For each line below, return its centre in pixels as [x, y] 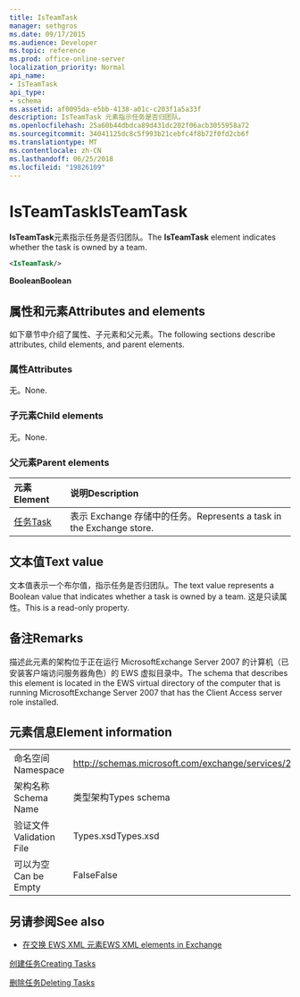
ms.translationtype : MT [54, 142]
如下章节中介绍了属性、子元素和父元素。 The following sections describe [142, 334]
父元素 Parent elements [59, 462]
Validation [34, 837]
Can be [29, 876]
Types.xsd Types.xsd [116, 836]
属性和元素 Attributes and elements [107, 311]
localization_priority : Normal [67, 68]
